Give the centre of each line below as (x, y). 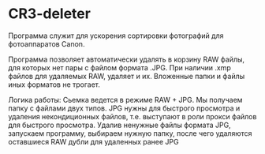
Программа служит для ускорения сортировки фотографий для (116, 36)
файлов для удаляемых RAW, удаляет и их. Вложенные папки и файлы (127, 76)
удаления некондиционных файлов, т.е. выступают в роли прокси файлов (132, 116)
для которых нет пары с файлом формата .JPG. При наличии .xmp (119, 67)
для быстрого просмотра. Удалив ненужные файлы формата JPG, (119, 125)
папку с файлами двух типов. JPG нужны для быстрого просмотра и (124, 108)
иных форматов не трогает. (54, 85)
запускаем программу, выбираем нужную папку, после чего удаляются (130, 133)
